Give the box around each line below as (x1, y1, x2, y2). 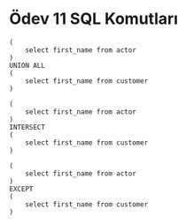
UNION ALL (9, 61, 46, 70)
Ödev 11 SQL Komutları (9, 9, 179, 29)
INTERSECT (9, 123, 46, 131)
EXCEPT (9, 184, 34, 193)
